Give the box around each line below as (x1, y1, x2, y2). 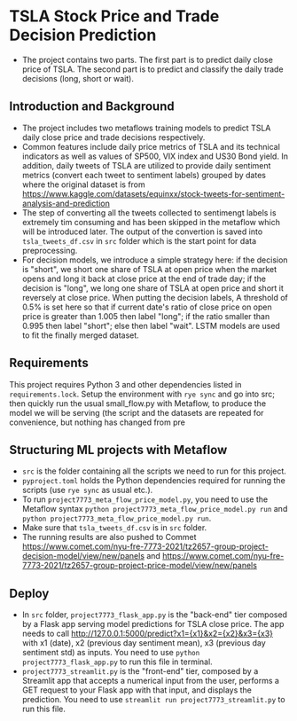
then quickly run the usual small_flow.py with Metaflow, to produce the (9, 397, 267, 409)
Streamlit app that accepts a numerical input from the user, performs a (21, 676, 279, 686)
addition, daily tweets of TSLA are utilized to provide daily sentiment (21, 160, 271, 170)
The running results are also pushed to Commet (21, 532, 197, 543)
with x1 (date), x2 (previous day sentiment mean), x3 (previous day (21, 638, 266, 648)
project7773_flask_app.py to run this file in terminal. (21, 656, 213, 667)
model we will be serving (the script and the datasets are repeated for (9, 407, 264, 418)
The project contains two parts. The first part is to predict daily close (21, 54, 273, 65)
